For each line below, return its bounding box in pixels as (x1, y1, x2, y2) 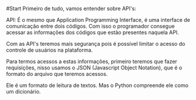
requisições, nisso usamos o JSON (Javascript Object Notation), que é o (6, 64, 182, 71)
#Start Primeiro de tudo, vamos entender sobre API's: (6, 5, 137, 12)
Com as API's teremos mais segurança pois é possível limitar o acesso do (6, 41, 185, 47)
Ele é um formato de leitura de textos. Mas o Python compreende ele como (6, 82, 189, 89)
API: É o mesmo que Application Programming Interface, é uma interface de (6, 16, 191, 23)
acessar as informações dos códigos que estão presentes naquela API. (6, 29, 179, 36)
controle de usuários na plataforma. (6, 46, 93, 54)
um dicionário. (6, 88, 41, 95)
